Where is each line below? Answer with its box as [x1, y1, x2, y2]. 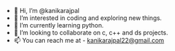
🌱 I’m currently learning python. [13, 21, 104, 29]
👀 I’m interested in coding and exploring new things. [13, 14, 163, 22]
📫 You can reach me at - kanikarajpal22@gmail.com [13, 37, 165, 44]
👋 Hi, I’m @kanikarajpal [13, 7, 80, 14]
